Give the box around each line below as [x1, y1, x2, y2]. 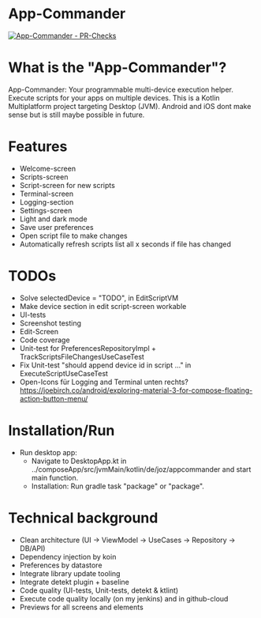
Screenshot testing [19, 318, 81, 328]
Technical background [8, 509, 158, 526]
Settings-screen [19, 205, 73, 215]
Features [8, 138, 68, 156]
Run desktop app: [19, 447, 77, 457]
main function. [31, 473, 79, 482]
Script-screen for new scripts [19, 180, 116, 190]
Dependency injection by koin [19, 552, 117, 561]
